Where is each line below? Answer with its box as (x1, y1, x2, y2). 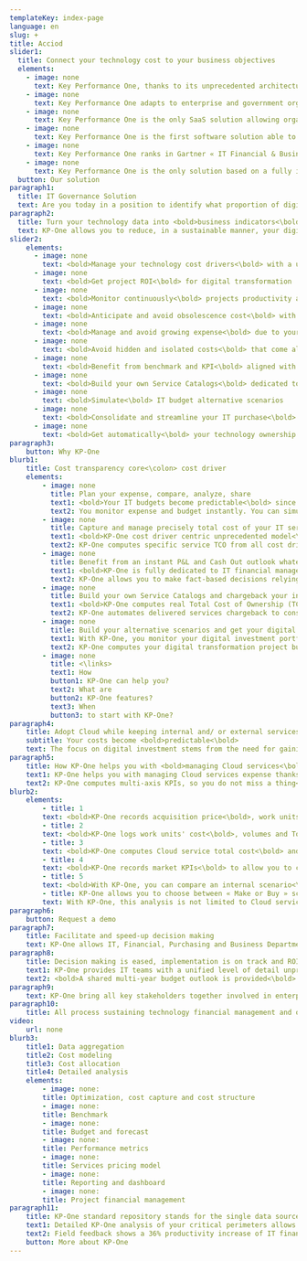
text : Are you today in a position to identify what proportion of (17, 200, 281, 210)
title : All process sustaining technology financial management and (26, 1008, 292, 1018)
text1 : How (49, 668, 92, 678)
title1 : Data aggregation (26, 1042, 125, 1052)
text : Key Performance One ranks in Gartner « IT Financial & (33, 149, 276, 158)
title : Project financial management (42, 1195, 185, 1204)
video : (9, 1017, 35, 1026)
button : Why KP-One (26, 447, 101, 456)
